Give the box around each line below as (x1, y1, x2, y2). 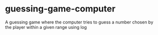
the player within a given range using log (5, 24, 87, 30)
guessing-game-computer (5, 3, 116, 14)
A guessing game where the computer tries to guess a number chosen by (5, 19, 154, 25)
